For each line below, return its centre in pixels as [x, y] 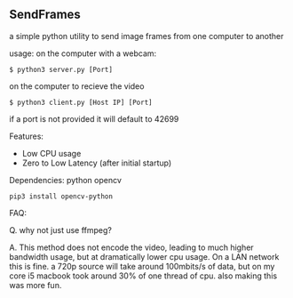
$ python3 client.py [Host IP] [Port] [81, 102]
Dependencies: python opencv [66, 180]
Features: [27, 136]
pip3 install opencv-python [61, 196]
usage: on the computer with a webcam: [83, 53]
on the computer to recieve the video [77, 86]
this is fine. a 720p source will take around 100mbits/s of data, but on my [142, 266]
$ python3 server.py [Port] [61, 69]
